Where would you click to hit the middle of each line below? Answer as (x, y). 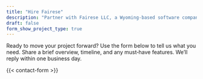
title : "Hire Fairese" (35, 12)
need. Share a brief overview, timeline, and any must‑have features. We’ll (97, 52)
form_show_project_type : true (44, 29)
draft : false (23, 23)
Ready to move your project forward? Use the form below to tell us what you (101, 46)
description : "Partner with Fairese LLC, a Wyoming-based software (93, 17)
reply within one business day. (44, 58)
